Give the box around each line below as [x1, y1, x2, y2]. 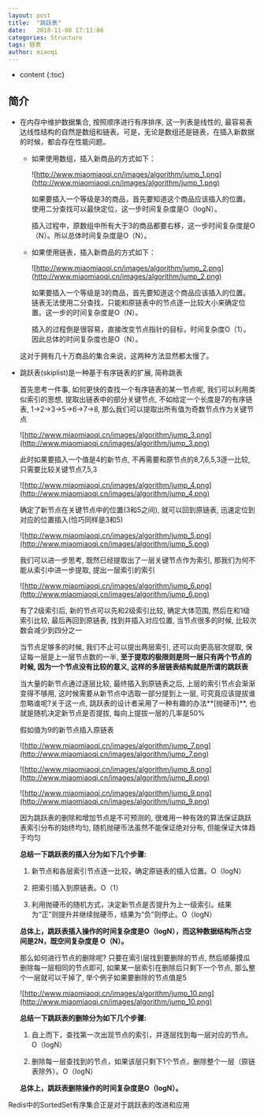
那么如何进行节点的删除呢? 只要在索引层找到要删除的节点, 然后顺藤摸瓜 [19, 953, 251, 962]
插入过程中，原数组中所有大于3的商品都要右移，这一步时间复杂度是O [31, 220, 255, 230]
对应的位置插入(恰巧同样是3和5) [19, 515, 124, 524]
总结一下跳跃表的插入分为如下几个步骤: [19, 849, 147, 859]
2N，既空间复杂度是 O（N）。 [33, 936, 128, 946]
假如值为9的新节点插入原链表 [19, 725, 114, 734]
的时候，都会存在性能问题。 [19, 137, 110, 146]
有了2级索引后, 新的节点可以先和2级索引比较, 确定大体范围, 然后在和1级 [19, 605, 251, 615]
